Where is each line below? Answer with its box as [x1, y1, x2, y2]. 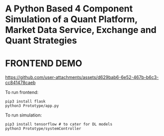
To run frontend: [5, 89, 39, 95]
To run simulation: [5, 112, 42, 118]
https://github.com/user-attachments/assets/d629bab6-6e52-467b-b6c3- [5, 74, 159, 80]
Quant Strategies [5, 35, 77, 46]
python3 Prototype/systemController [5, 126, 81, 131]
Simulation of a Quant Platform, [5, 13, 138, 25]
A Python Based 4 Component [5, 3, 133, 14]
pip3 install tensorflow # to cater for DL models [5, 122, 113, 127]
